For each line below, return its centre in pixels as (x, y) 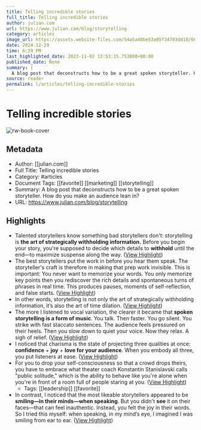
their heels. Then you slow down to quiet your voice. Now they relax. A (102, 331)
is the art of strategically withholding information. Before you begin (100, 242)
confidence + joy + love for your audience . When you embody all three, (104, 350)
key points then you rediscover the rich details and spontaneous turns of (104, 280)
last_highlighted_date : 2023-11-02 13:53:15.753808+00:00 (80, 56)
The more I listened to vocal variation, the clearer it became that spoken (104, 312)
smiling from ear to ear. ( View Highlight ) (64, 420)
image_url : (20, 40)
